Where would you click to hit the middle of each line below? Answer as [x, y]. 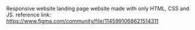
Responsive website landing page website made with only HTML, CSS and [98, 9]
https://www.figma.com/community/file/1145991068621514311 [82, 21]
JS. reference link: [29, 15]
